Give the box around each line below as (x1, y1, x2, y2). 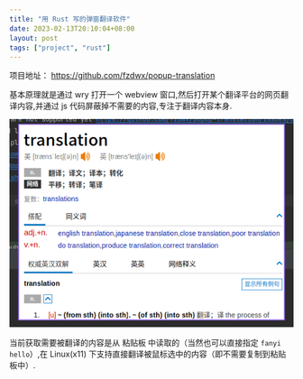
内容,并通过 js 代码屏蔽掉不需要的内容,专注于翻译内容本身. (16, 100, 233, 112)
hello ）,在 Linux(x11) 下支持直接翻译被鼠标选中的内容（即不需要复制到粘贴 (9, 348, 287, 359)
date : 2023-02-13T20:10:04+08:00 (9, 23, 135, 33)
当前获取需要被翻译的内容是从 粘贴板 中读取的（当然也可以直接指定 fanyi (9, 337, 281, 347)
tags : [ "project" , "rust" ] (9, 43, 111, 52)
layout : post (9, 33, 59, 42)
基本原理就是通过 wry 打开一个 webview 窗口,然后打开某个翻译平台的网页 (9, 89, 281, 100)
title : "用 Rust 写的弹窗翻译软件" (9, 14, 131, 23)
